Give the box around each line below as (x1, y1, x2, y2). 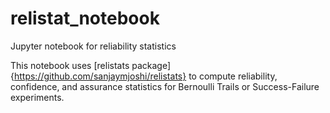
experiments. (10, 91, 65, 103)
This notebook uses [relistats (10, 59, 130, 71)
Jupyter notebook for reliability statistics (10, 40, 177, 52)
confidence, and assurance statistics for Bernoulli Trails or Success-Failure (10, 80, 320, 92)
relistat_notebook (10, 7, 160, 30)
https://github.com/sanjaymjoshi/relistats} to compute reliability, (13, 70, 278, 82)
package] (131, 59, 172, 71)
